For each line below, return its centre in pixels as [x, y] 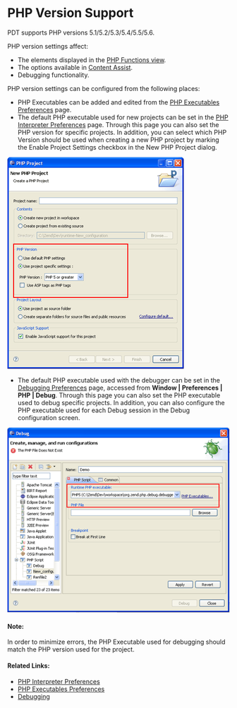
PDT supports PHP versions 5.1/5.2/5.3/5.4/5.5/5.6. [81, 32]
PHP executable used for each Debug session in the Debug [104, 410]
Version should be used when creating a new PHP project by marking [119, 140]
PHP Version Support [71, 13]
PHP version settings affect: [48, 46]
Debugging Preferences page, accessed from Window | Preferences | [120, 388]
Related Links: [29, 666]
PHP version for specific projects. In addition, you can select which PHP [122, 132]
